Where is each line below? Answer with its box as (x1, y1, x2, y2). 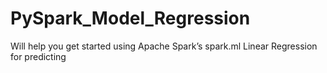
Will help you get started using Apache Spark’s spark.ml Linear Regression (10, 40, 318, 52)
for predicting (10, 50, 67, 62)
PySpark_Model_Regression (10, 7, 251, 30)
